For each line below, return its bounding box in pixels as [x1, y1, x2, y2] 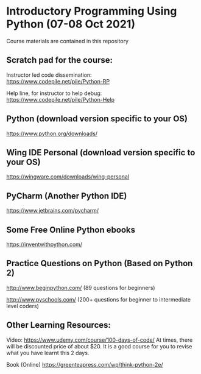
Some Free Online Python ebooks [6, 224, 136, 235]
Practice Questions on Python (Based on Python [6, 258, 193, 269]
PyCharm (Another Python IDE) [6, 191, 127, 201]
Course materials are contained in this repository [6, 37, 129, 44]
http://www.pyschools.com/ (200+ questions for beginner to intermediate [6, 295, 191, 303]
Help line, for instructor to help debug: [6, 90, 102, 97]
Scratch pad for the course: [6, 55, 113, 65]
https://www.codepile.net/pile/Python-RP [6, 77, 110, 85]
